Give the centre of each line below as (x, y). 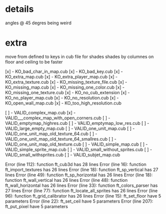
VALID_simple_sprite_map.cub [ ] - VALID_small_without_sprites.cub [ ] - (79, 149)
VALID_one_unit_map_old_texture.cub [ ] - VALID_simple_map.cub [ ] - (76, 144)
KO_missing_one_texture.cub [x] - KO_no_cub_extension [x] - (67, 92)
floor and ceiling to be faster (34, 62)
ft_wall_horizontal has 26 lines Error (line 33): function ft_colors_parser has (82, 185)
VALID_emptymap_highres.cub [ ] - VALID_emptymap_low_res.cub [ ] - (77, 123)
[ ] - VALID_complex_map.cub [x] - (40, 112)
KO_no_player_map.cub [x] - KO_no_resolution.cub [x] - (62, 98)
